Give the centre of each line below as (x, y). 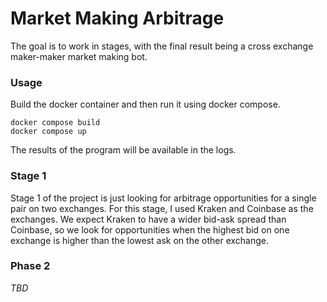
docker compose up (48, 132)
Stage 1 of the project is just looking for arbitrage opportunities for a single (163, 198)
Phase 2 (30, 266)
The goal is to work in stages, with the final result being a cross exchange (162, 46)
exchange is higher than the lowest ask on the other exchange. (140, 240)
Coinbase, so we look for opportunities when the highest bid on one (150, 229)
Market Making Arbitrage (117, 18)
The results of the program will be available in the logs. (123, 150)
